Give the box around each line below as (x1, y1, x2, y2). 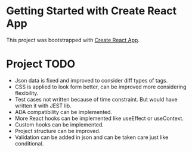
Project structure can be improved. (14, 127, 101, 134)
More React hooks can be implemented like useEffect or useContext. (14, 115, 184, 122)
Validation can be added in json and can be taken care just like (14, 134, 169, 141)
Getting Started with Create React (6, 4, 177, 18)
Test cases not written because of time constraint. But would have (14, 96, 178, 103)
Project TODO (6, 58, 76, 71)
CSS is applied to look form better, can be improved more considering (14, 83, 187, 90)
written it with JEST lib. (14, 102, 72, 109)
